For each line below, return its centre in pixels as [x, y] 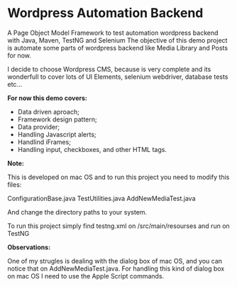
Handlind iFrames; [44, 142]
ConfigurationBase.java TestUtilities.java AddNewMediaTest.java [102, 198]
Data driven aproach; [48, 112]
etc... [15, 84]
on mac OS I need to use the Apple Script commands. [86, 276]
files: [15, 184]
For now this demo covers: [47, 98]
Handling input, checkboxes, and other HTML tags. [92, 149]
